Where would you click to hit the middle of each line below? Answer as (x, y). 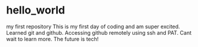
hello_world (36, 10)
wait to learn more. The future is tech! (52, 39)
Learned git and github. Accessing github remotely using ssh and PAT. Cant (99, 32)
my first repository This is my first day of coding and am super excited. (93, 26)
